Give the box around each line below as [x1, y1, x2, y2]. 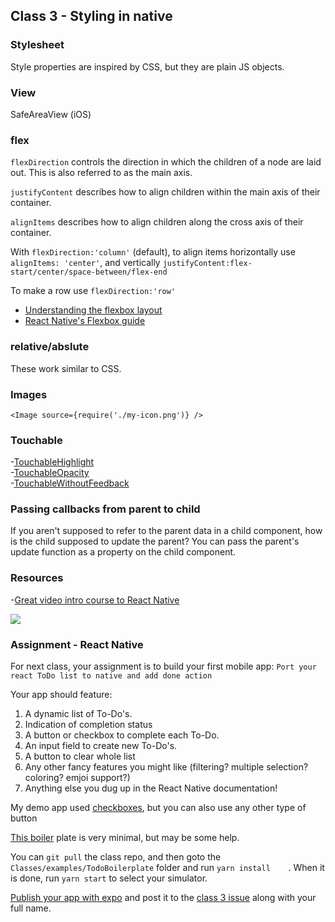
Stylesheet [10, 38, 65, 52]
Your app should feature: [10, 689, 113, 701]
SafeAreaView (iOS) [10, 108, 92, 120]
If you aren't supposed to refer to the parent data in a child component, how [10, 525, 323, 537]
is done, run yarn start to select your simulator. [10, 872, 208, 884]
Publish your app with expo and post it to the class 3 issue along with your [10, 892, 317, 904]
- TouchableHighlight [10, 456, 95, 468]
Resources [10, 571, 64, 585]
